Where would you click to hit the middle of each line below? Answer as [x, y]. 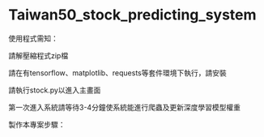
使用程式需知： [33, 38]
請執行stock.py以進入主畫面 [55, 90]
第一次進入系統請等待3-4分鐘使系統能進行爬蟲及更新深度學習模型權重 [125, 107]
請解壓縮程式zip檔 [38, 55]
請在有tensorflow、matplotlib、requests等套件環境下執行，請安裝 [117, 73]
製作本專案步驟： [37, 124]
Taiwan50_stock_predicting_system [132, 15]
